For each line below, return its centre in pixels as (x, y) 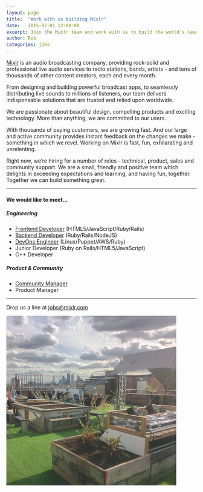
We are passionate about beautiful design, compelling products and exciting (101, 112)
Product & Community (35, 268)
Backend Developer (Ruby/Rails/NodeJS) (66, 235)
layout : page (23, 13)
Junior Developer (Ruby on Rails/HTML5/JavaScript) (80, 248)
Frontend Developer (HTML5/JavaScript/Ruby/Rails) (79, 228)
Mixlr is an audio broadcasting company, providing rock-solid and (88, 63)
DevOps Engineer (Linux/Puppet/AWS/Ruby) (70, 241)
